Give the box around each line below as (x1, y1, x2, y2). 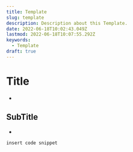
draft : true (6, 48, 36, 55)
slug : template (6, 15, 45, 21)
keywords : (6, 37, 31, 43)
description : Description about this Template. (6, 20, 128, 26)
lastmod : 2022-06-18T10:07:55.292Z (6, 31, 96, 38)
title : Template (6, 8, 47, 15)
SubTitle (6, 112, 39, 122)
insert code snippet (6, 140, 58, 146)
